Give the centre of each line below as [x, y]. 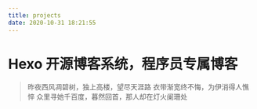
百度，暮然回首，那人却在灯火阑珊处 [129, 97]
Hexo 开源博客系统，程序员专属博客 [123, 64]
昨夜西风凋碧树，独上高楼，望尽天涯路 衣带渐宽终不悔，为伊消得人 [135, 87]
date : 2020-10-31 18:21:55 [52, 23]
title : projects [34, 15]
